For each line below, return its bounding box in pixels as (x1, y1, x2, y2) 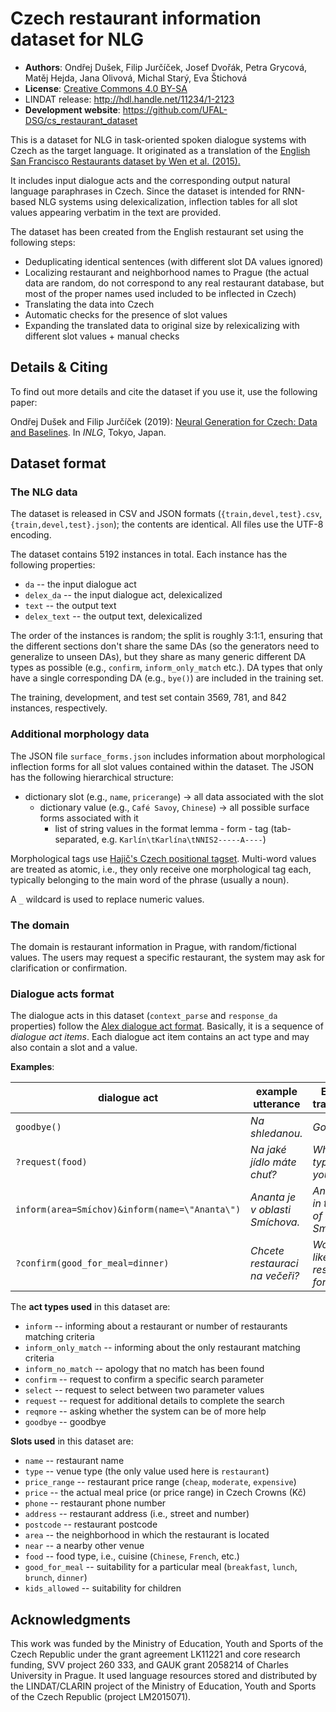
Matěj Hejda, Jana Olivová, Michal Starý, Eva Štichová (24, 72, 248, 84)
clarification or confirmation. (10, 962, 128, 974)
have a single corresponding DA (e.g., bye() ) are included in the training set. (10, 672, 324, 684)
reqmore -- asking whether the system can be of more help (24, 1405, 267, 1417)
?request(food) (15, 1157, 88, 1168)
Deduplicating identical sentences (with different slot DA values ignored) (24, 255, 324, 267)
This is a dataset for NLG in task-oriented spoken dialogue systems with (10, 133, 307, 146)
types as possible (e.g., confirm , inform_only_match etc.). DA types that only (10, 662, 323, 674)
